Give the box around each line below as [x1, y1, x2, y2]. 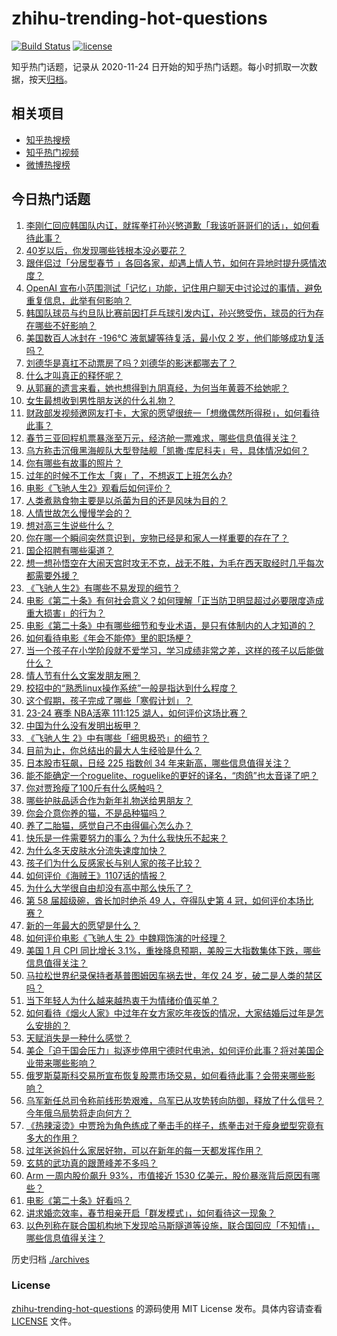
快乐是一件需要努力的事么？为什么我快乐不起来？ [25, 832, 228, 844]
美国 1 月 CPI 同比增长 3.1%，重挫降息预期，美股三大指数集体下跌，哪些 [25, 944, 321, 956]
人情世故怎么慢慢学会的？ [25, 507, 132, 519]
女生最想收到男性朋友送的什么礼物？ [25, 394, 176, 406]
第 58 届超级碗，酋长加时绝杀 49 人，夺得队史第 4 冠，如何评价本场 [25, 894, 306, 906]
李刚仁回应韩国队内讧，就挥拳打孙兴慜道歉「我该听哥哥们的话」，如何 [25, 219, 311, 231]
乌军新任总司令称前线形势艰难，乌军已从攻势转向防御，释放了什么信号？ [25, 1094, 324, 1106]
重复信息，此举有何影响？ [25, 294, 132, 306]
